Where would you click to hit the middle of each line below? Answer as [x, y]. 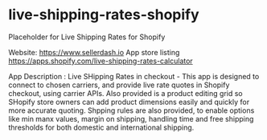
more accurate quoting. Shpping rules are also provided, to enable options [131, 110]
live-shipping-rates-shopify [104, 15]
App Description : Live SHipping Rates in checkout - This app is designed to [134, 76]
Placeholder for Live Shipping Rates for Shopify [87, 37]
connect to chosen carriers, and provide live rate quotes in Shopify [119, 85]
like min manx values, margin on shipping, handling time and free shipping [131, 118]
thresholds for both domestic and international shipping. [101, 127]
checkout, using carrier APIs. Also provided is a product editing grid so [125, 93]
